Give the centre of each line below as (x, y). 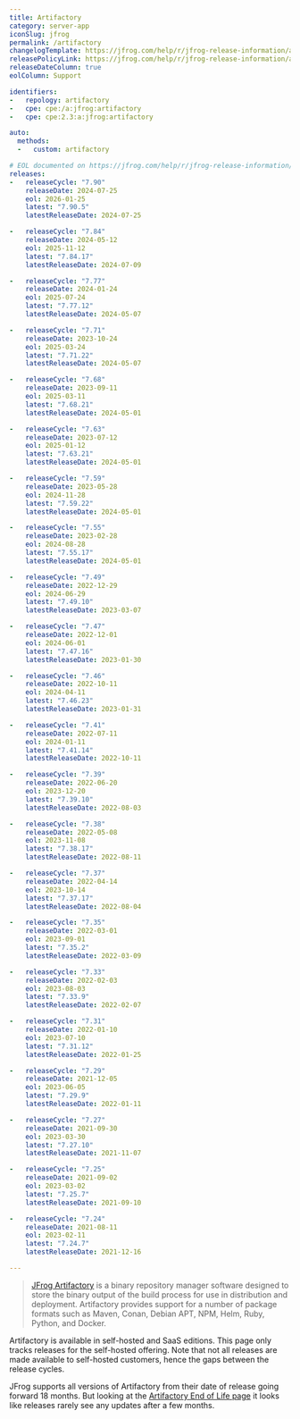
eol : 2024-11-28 (56, 495)
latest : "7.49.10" (59, 602)
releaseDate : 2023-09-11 (71, 388)
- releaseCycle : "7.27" (57, 1120)
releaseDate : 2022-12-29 (71, 585)
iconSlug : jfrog (39, 34)
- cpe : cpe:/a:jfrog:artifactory (75, 108)
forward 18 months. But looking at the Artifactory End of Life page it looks (144, 1396)
